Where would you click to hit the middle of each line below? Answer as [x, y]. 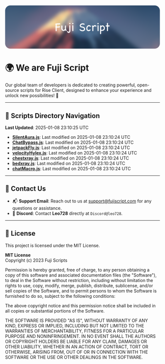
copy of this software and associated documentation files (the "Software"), [81, 275]
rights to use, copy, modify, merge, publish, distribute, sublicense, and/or [79, 285]
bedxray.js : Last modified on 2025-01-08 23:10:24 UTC [69, 163]
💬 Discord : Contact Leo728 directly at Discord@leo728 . [67, 213]
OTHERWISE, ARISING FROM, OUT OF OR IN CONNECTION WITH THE [77, 352]
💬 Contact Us [26, 189]
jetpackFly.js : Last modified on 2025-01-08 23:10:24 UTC [71, 148]
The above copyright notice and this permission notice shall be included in [80, 305]
